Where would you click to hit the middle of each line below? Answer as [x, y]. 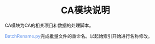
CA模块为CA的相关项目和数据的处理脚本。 [49, 25]
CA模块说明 [85, 10]
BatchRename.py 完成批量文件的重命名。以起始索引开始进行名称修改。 [79, 36]
